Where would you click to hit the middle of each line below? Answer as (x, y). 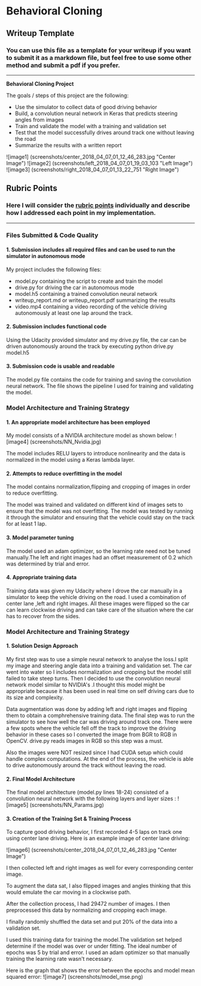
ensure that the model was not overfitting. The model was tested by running (100, 511)
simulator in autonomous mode (46, 256)
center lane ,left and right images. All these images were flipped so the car (98, 603)
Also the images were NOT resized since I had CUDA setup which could (95, 752)
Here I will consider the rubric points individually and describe (98, 205)
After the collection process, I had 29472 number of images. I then (88, 904)
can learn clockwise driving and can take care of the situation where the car (100, 610)
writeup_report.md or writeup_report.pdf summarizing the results (95, 300)
